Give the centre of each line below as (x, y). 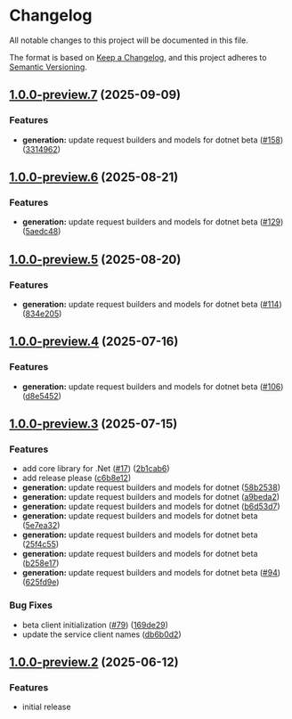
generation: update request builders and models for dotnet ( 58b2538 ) (151, 487)
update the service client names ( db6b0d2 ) (101, 634)
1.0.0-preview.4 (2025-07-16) (94, 342)
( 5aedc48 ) (41, 232)
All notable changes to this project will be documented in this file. (129, 40)
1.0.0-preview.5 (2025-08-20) (95, 259)
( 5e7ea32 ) (41, 526)
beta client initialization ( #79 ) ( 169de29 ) (95, 625)
